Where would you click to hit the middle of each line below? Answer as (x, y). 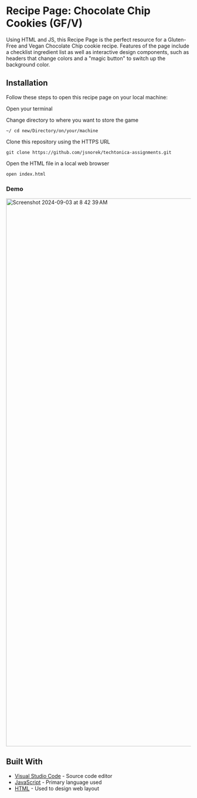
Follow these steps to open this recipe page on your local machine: (87, 97)
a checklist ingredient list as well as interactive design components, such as (98, 52)
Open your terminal (29, 108)
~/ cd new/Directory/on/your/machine (52, 130)
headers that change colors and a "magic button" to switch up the (86, 58)
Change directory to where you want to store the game (72, 120)
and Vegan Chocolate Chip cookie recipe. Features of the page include (104, 46)
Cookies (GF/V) (45, 23)
